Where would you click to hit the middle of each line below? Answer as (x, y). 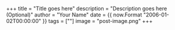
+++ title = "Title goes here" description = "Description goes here (87, 9)
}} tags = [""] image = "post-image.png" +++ (98, 21)
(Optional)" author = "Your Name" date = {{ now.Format (74, 15)
